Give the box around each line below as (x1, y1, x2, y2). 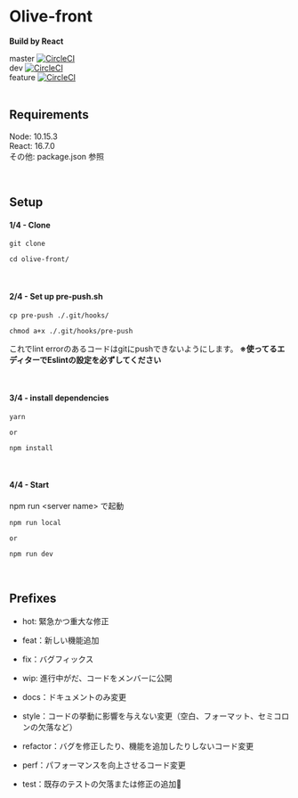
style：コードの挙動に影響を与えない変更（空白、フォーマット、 (21, 711, 259, 721)
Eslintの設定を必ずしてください (47, 354, 162, 365)
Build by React (9, 36, 64, 46)
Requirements (9, 107, 89, 122)
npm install (9, 443, 53, 452)
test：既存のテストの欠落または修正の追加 (21, 778, 182, 789)
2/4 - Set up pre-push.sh (9, 291, 104, 301)
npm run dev (9, 549, 53, 558)
